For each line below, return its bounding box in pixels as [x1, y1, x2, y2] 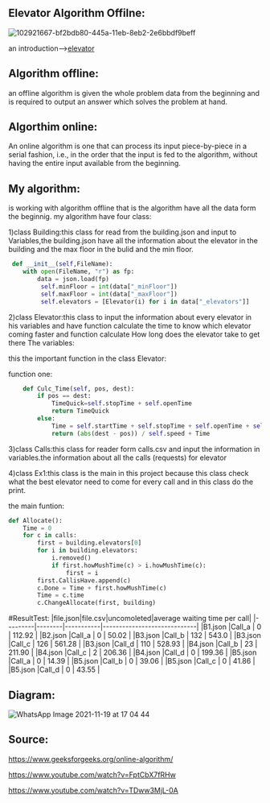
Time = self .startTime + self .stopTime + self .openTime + [51, 422, 250, 430]
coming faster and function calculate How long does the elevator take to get [8, 329, 260, 339]
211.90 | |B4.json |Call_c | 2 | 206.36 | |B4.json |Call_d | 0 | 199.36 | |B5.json [8, 648, 257, 657]
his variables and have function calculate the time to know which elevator [8, 321, 252, 330]
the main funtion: [8, 501, 65, 511]
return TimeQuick [51, 407, 110, 416]
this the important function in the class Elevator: [8, 354, 167, 363]
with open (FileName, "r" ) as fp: [22, 267, 135, 276]
